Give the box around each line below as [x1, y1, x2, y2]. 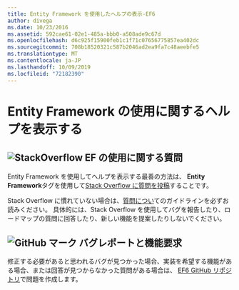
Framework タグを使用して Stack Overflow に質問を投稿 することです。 [7, 181, 213, 189]
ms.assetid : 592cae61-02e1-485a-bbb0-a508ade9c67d [7, 30, 161, 38]
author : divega [7, 17, 53, 24]
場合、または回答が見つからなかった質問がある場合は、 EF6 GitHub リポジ [13, 266, 232, 275]
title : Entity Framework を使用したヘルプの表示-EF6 [7, 10, 156, 18]
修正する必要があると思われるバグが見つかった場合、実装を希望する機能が [7, 257, 226, 266]
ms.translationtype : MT [7, 51, 78, 58]
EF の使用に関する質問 [84, 151, 183, 164]
